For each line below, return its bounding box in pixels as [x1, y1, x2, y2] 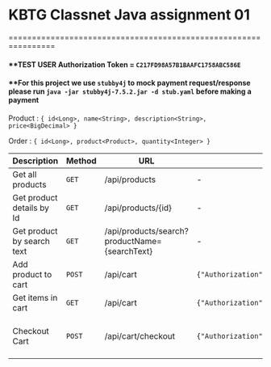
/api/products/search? [104, 225, 190, 236]
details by [12, 202, 50, 213]
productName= [104, 235, 163, 247]
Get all [12, 168, 37, 179]
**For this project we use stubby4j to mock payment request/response [8, 78, 252, 88]
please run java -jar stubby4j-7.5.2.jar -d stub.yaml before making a [8, 86, 252, 96]
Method [65, 155, 97, 167]
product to [12, 268, 52, 280]
